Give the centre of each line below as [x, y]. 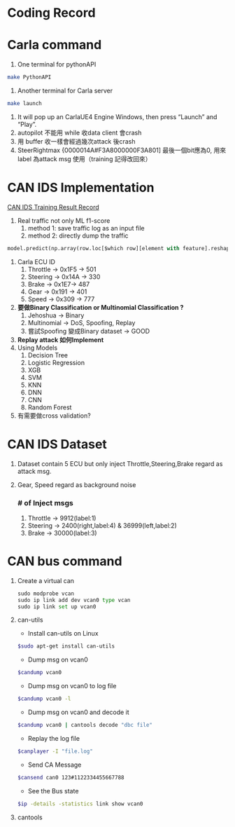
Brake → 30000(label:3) [62, 533]
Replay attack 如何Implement [60, 340]
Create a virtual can [46, 580]
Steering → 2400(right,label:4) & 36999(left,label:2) [102, 525]
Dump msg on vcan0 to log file [72, 686]
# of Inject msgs [45, 503]
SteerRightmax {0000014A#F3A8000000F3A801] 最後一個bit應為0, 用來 [121, 150]
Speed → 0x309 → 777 [61, 299]
